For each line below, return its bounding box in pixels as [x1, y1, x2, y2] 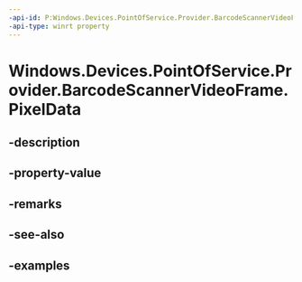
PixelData [8, 99, 82, 119]
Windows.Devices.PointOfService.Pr [8, 61, 292, 81]
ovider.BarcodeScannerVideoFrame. [8, 80, 289, 100]
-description [8, 135, 80, 150]
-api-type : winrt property [8, 22, 110, 31]
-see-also [8, 227, 65, 242]
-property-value [8, 165, 102, 181]
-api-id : [8, 13, 41, 23]
